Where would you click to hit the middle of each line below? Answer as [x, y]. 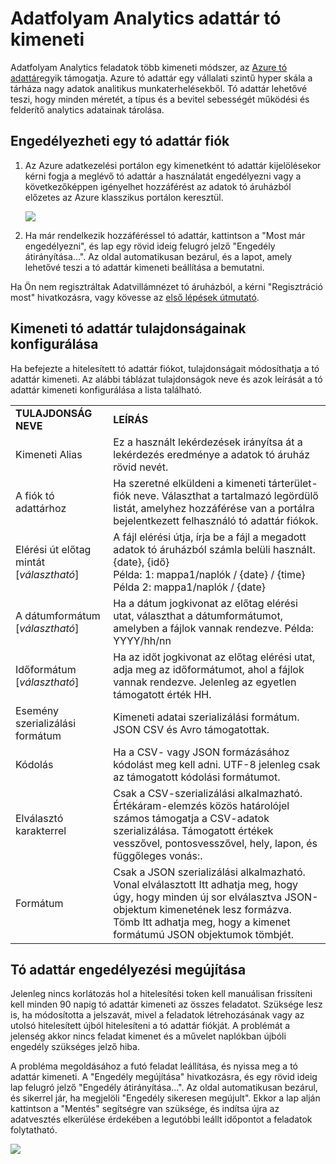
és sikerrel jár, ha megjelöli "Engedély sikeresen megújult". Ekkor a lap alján [165, 1098]
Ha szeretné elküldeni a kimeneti [190, 483]
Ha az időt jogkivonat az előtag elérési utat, [214, 657]
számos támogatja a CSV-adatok [191, 818]
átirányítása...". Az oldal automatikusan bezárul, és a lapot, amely [158, 256]
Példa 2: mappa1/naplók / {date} [189, 587]
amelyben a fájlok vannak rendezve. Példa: [213, 628]
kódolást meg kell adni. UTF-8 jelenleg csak [217, 764]
